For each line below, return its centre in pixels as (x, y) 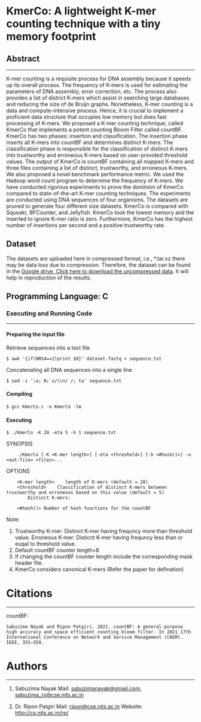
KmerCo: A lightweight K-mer (81, 11)
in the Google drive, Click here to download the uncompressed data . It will (98, 271)
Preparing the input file (35, 335)
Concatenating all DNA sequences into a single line (69, 369)
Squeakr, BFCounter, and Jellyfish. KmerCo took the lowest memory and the (100, 212)
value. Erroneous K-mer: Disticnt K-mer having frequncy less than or (99, 537)
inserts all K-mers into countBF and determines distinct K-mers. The (90, 142)
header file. (29, 563)
